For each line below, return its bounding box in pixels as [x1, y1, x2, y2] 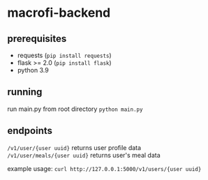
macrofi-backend [7, 5, 111, 21]
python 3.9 [17, 66, 49, 74]
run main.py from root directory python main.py [7, 105, 143, 113]
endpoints [7, 125, 53, 137]
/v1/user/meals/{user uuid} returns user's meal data [7, 151, 161, 159]
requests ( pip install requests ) [17, 51, 112, 59]
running [7, 86, 43, 98]
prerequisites [7, 33, 67, 45]
